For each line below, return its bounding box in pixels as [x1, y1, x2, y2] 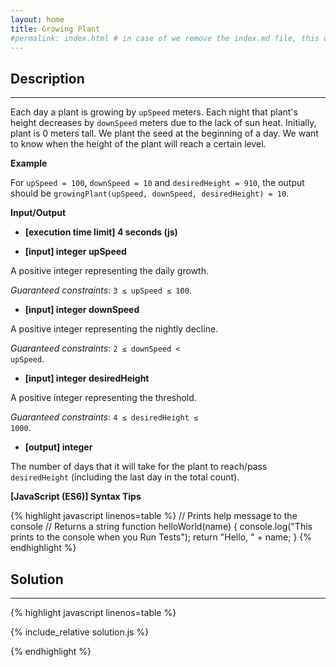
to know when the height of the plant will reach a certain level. [10, 138, 267, 150]
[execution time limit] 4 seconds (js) [24, 226, 178, 238]
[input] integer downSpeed [24, 304, 140, 316]
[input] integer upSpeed [24, 246, 127, 258]
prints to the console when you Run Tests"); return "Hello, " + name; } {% [10, 531, 313, 543]
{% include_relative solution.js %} [10, 626, 150, 638]
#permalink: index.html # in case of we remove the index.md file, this [10, 33, 320, 43]
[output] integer [24, 441, 93, 453]
